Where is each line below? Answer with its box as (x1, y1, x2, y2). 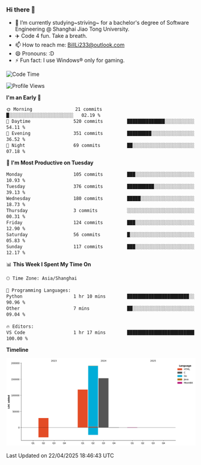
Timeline (6, 346, 29, 354)
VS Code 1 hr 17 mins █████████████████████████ (6, 329, 195, 336)
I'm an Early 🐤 (6, 94, 41, 101)
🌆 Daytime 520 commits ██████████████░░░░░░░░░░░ (6, 119, 195, 125)
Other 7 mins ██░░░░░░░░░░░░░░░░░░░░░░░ (6, 305, 195, 312)
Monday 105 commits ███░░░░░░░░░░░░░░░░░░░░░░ (6, 172, 195, 178)
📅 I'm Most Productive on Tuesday (6, 159, 94, 166)
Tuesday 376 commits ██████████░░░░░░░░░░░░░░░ (6, 184, 195, 190)
